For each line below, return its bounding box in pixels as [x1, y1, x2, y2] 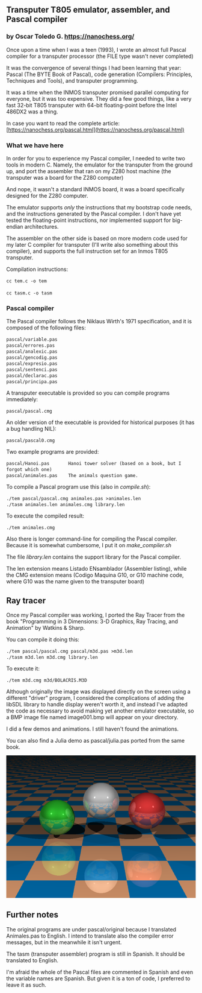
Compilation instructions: [6, 265, 68, 273]
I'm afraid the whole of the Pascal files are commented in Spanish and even [6, 968, 194, 976]
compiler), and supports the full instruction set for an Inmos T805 [6, 247, 168, 255]
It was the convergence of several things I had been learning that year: [6, 64, 182, 71]
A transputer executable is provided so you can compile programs [6, 389, 170, 397]
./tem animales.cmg [6, 525, 55, 531]
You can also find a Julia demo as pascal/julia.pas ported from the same [6, 737, 185, 744]
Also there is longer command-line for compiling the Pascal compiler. [6, 535, 177, 542]
